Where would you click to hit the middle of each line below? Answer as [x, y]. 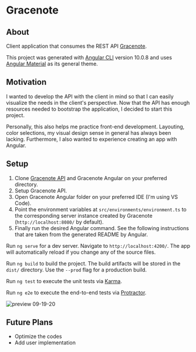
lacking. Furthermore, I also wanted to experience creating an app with [92, 139]
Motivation [26, 82]
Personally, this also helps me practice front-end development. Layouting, [95, 127]
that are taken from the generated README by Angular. [81, 234]
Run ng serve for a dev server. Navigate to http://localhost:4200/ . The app [98, 245]
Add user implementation [45, 343]
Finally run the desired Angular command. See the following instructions [102, 228]
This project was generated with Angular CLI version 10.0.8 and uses [89, 57]
